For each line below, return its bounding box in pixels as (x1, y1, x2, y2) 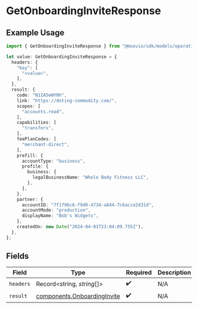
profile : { (21, 163, 49, 169)
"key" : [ (16, 65, 38, 71)
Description (157, 268, 192, 277)
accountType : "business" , (21, 158, 85, 164)
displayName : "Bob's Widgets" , (21, 213, 99, 219)
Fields (6, 251, 29, 261)
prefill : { (16, 152, 44, 159)
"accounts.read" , (21, 109, 65, 114)
